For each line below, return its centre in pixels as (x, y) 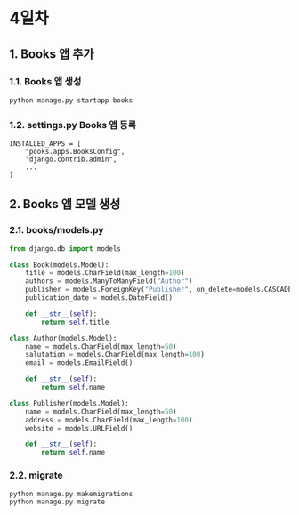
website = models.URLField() (79, 428)
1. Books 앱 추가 (52, 54)
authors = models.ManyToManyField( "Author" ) (109, 281)
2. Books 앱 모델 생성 (65, 204)
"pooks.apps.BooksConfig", (75, 152)
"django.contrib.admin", (71, 160)
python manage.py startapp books (71, 100)
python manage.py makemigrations (71, 494)
